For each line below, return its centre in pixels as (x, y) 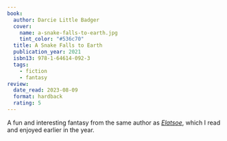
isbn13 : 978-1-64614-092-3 (52, 58)
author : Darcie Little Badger (56, 20)
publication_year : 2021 (47, 52)
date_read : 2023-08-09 (46, 90)
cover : (23, 26)
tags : (21, 65)
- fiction (34, 71)
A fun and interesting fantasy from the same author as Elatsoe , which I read (114, 122)
